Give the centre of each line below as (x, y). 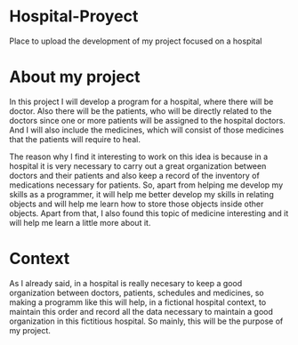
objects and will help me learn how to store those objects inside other (137, 204)
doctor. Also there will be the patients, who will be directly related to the (141, 111)
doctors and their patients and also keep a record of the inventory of (134, 175)
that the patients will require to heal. (75, 139)
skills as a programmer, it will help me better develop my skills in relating (141, 194)
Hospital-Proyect (74, 16)
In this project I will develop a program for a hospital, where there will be (141, 101)
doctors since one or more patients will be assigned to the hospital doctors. (148, 120)
